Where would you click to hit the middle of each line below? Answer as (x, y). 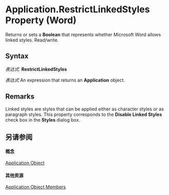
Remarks (20, 97)
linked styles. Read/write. (32, 40)
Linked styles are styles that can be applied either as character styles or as (85, 109)
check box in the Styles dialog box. (43, 120)
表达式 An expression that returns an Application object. (65, 80)
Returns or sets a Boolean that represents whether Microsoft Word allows (83, 34)
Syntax (17, 56)
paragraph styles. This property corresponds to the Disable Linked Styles (84, 114)
